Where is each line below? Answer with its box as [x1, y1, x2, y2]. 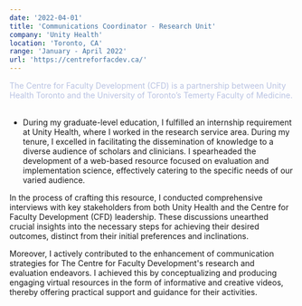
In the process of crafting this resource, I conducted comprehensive [9, 192, 263, 203]
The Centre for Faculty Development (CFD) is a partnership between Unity [9, 81, 287, 91]
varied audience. [22, 175, 86, 186]
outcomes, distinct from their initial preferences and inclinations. [9, 231, 249, 241]
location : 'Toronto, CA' [9, 38, 103, 48]
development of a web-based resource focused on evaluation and [22, 156, 269, 166]
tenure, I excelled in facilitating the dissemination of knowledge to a [22, 137, 274, 147]
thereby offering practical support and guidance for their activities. [9, 287, 258, 297]
